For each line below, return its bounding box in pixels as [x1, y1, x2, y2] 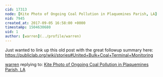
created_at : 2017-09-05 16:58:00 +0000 [5, 20, 86, 26]
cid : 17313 [5, 7, 27, 12]
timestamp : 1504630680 [5, 25, 51, 30]
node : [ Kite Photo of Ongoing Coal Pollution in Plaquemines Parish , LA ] [5, 12, 158, 16]
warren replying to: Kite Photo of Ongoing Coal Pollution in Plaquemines [5, 61, 149, 67]
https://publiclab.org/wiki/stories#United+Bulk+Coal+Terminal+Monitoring [5, 52, 154, 58]
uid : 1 [5, 29, 18, 34]
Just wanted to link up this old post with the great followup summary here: [5, 47, 154, 53]
